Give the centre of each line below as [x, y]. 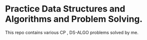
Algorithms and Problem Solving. [74, 19]
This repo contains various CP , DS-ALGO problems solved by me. [72, 32]
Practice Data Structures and [65, 9]
